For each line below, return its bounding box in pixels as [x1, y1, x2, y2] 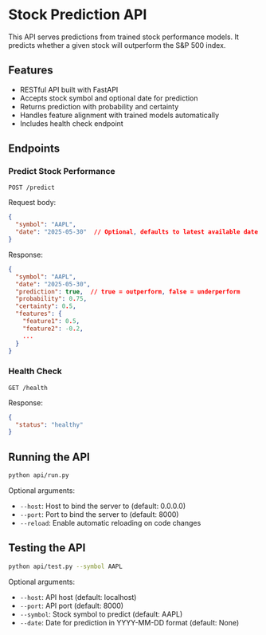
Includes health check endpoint [19, 118, 123, 128]
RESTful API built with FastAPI [19, 85, 119, 94]
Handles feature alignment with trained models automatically [19, 110, 220, 120]
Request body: [8, 198, 57, 207]
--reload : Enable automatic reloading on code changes [19, 519, 201, 528]
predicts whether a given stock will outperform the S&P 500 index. [8, 40, 226, 49]
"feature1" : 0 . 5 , [22, 317, 80, 325]
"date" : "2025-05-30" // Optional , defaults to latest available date [15, 228, 259, 236]
